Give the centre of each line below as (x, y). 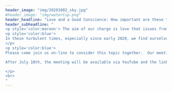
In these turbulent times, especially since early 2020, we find (76, 39)
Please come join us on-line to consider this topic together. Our (80, 53)
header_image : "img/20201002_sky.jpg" (47, 10)
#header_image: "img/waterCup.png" (43, 15)
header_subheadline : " (29, 24)
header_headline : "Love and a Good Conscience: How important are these (84, 19)
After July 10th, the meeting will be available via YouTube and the (81, 62)
